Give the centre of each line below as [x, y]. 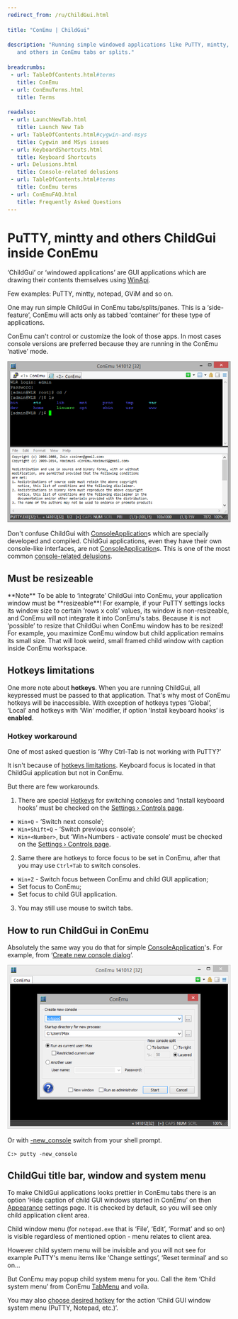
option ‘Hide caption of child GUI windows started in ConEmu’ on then [109, 1200]
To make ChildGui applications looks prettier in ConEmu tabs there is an [112, 1193]
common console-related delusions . [60, 556]
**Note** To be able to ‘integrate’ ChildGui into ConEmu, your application [115, 596]
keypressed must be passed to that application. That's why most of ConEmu [119, 695]
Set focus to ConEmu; [50, 887]
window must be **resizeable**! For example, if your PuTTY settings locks [116, 603]
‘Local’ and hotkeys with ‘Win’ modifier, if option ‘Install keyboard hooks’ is [116, 710]
